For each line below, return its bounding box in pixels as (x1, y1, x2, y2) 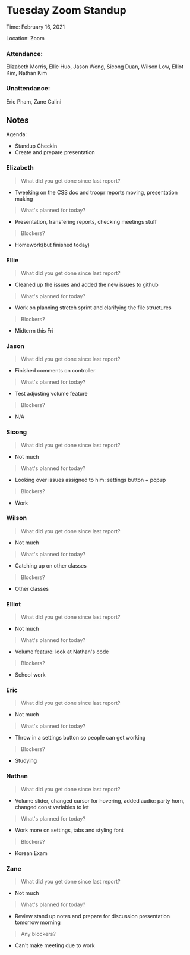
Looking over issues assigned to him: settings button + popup (14, 476, 166, 483)
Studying (14, 757, 37, 765)
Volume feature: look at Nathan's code (14, 648, 109, 655)
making (14, 195, 33, 202)
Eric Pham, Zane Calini (6, 98, 62, 105)
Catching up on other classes (14, 562, 87, 569)
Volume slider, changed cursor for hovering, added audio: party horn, (14, 797, 185, 804)
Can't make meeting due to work (14, 942, 95, 949)
